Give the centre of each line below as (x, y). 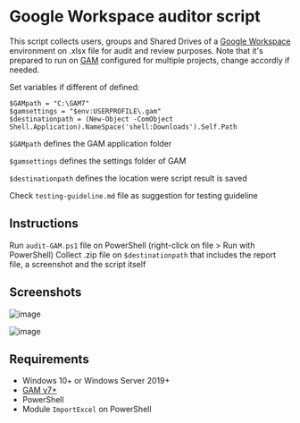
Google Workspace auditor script (135, 17)
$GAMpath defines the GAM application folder (91, 143)
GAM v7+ (40, 390)
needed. (25, 70)
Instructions (44, 224)
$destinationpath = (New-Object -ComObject (92, 119)
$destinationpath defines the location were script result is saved (128, 178)
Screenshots (46, 292)
